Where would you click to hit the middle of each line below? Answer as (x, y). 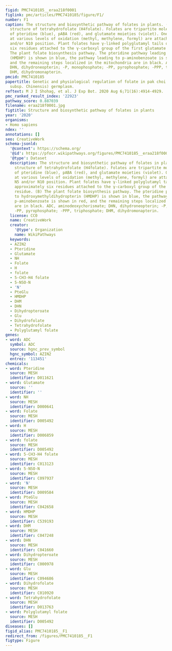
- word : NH (17, 397)
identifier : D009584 (32, 493)
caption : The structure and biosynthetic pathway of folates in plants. (84, 24)
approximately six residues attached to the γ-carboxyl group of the (90, 187)
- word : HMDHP (20, 512)
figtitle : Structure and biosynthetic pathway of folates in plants (80, 110)
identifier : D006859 (32, 435)
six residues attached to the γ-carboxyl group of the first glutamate (88, 48)
